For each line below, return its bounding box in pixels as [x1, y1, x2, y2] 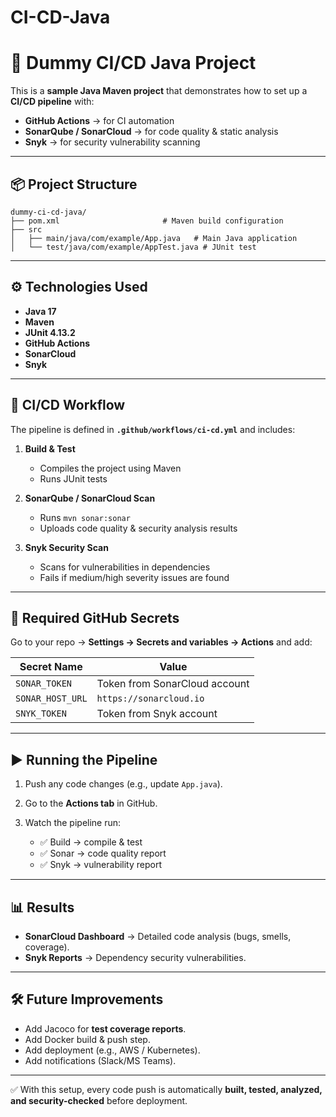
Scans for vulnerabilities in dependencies [39, 561, 211, 573]
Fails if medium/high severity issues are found [39, 571, 230, 583]
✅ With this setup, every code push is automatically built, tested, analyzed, [10, 1083, 323, 1095]
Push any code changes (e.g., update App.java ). [24, 778, 223, 790]
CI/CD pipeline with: [10, 96, 95, 108]
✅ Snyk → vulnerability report [39, 859, 163, 871]
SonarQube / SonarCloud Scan [24, 492, 156, 504]
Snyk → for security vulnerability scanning [24, 136, 201, 148]
